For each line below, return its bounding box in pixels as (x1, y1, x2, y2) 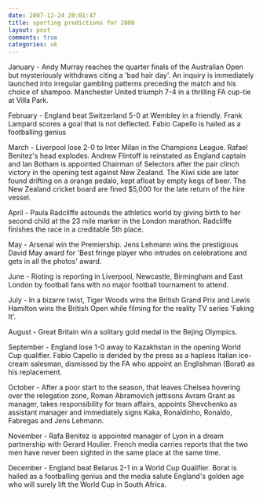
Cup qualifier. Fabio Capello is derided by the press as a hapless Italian (8, 351, 238, 360)
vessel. (8, 193, 31, 203)
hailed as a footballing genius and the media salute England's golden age (8, 472, 245, 481)
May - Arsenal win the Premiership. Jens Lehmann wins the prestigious (8, 240, 239, 250)
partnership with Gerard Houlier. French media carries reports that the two (8, 440, 249, 449)
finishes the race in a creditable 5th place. (8, 225, 144, 234)
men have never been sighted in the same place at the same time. (8, 448, 221, 458)
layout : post (8, 26, 51, 34)
